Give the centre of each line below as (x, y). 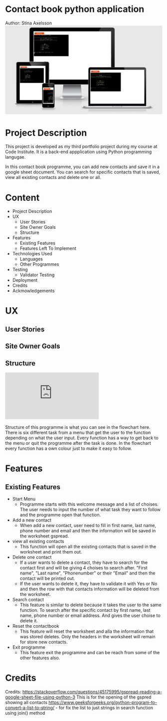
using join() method (25, 713)
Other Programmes (39, 264)
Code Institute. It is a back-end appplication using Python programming (79, 152)
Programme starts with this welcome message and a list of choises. (89, 504)
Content (22, 197)
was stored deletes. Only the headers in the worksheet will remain (87, 637)
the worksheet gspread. (44, 536)
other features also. (40, 658)
